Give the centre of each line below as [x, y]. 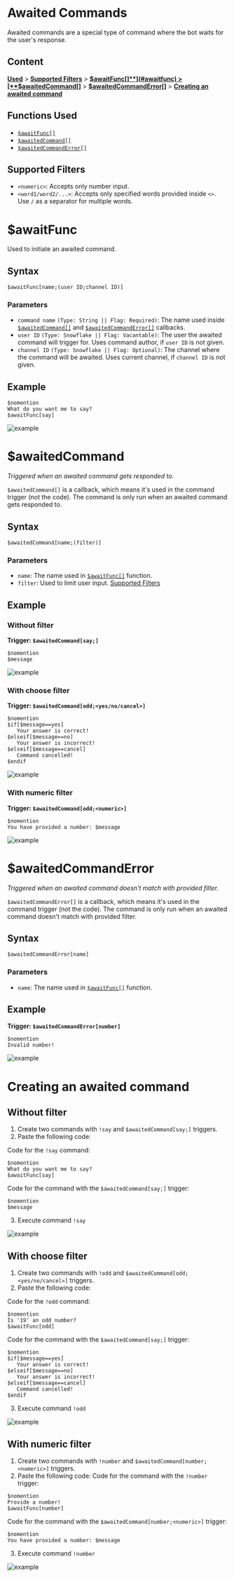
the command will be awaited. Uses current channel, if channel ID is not [121, 357]
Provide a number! [34, 1502]
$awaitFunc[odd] [31, 1327]
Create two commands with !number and [75, 1461]
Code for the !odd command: [49, 1302]
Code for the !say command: [49, 1150]
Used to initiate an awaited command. [62, 249]
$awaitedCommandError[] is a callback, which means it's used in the [103, 901]
